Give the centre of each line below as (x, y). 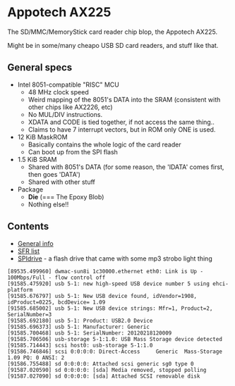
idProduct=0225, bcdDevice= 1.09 (56, 302)
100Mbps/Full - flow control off (56, 278)
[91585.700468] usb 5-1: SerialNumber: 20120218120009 (90, 333)
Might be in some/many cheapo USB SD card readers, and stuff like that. (113, 45)
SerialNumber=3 (30, 314)
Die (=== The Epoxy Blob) (66, 197)
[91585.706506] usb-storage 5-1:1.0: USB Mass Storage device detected (115, 339)
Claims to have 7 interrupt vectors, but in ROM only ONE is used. (122, 129)
